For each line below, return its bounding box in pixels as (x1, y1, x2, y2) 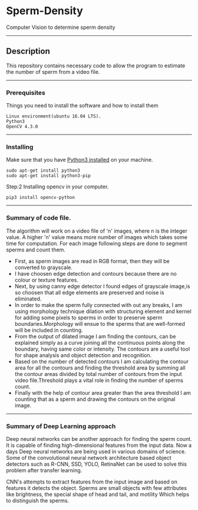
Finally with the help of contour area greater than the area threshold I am (14, 389, 192, 396)
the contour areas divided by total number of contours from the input (14, 370, 182, 377)
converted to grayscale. (14, 264, 72, 271)
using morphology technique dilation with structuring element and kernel (14, 308, 192, 315)
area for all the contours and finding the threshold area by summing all (14, 364, 186, 371)
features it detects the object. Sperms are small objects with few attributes (6, 484, 187, 491)
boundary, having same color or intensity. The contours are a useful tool (14, 345, 190, 352)
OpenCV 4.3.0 (6, 124, 38, 130)
